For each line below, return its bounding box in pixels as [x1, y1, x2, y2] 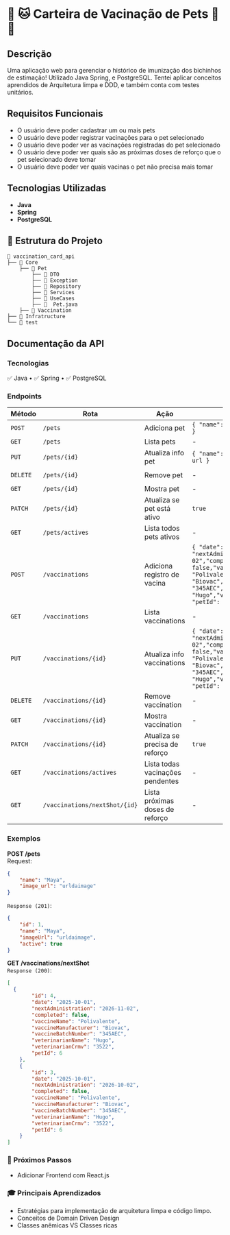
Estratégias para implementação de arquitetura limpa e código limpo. [16, 1206, 212, 1214]
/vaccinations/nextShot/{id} [42, 802, 138, 809]
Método [10, 409, 36, 419]
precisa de [144, 740, 179, 750]
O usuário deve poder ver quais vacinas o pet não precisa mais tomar [16, 163, 214, 171]
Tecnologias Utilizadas [7, 182, 107, 194]
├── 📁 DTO [31, 271, 60, 278]
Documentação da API [7, 337, 105, 349]
